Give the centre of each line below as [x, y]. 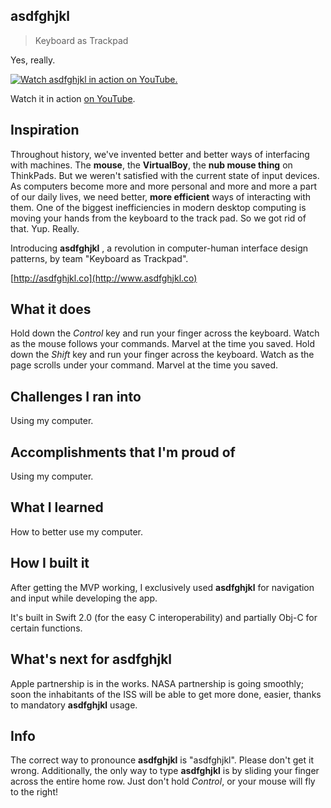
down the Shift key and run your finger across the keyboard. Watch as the [162, 355]
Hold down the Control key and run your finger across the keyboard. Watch [165, 333]
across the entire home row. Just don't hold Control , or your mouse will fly [163, 781]
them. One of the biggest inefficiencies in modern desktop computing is [158, 207]
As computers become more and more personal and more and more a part [163, 186]
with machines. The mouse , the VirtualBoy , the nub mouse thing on [151, 165]
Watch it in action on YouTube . [73, 98]
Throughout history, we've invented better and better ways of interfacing [160, 154]
